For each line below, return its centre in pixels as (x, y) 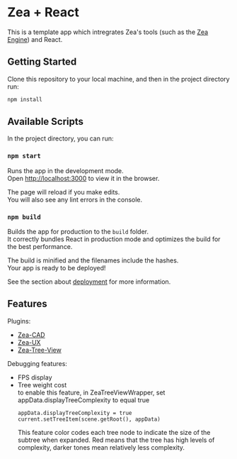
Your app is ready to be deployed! (57, 268)
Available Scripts (45, 122)
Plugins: (19, 321)
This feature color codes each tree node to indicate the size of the (114, 432)
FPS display (35, 377)
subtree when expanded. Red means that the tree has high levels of (116, 440)
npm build (24, 217)
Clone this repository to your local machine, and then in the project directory (118, 79)
